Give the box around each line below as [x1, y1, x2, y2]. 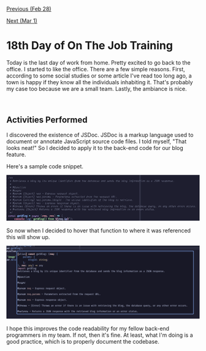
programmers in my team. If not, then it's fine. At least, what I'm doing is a [6, 331, 193, 339]
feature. [6, 151, 26, 158]
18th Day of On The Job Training [6, 39, 174, 53]
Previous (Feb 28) [6, 6, 51, 12]
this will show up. [6, 233, 50, 240]
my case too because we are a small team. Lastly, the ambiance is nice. [6, 85, 187, 92]
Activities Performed [6, 115, 88, 125]
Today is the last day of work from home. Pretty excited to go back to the [6, 58, 191, 66]
